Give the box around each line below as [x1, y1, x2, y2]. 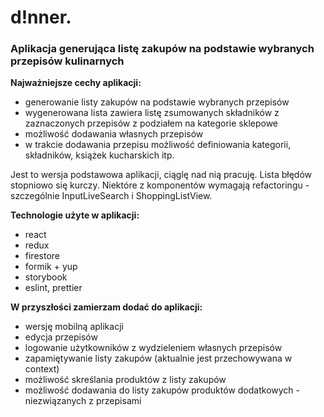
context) [24, 363, 60, 375]
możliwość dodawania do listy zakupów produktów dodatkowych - [24, 384, 300, 396]
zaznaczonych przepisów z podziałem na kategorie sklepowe [24, 117, 279, 130]
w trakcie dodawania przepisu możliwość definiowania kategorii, [24, 139, 292, 151]
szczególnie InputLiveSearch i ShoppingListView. [10, 190, 213, 202]
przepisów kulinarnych [10, 54, 125, 68]
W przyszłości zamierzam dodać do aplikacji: [10, 301, 203, 313]
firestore [24, 250, 60, 262]
